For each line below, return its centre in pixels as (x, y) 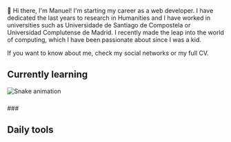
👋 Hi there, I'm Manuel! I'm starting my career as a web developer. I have (110, 11)
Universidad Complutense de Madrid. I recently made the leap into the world (115, 32)
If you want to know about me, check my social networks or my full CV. (108, 53)
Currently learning (48, 74)
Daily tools (30, 130)
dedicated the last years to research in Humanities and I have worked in (109, 18)
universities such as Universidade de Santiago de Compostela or (99, 25)
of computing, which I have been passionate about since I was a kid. (104, 40)
